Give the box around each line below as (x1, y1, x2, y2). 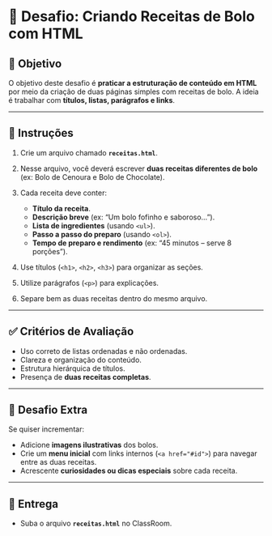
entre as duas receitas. (19, 457, 97, 467)
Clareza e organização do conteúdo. (19, 355, 142, 364)
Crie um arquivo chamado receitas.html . (19, 147, 158, 157)
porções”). (32, 246, 68, 256)
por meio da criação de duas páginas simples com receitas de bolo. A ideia (8, 87, 259, 96)
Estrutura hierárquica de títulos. (19, 364, 125, 373)
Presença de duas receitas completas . (19, 372, 151, 381)
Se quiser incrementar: (8, 424, 85, 434)
